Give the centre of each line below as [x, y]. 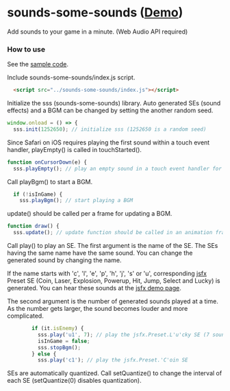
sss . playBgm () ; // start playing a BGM [76, 201]
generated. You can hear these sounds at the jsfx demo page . [94, 288]
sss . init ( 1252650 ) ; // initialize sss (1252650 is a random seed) [110, 129]
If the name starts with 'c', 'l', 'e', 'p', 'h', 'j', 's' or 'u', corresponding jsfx [107, 274]
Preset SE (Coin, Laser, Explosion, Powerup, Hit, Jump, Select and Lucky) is [114, 281]
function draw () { [33, 226]
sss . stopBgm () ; [59, 347]
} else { [44, 354]
